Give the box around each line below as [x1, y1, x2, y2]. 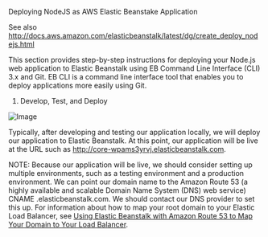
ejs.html [8, 39, 35, 49]
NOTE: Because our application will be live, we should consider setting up [8, 160, 254, 170]
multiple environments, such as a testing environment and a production [8, 169, 244, 178]
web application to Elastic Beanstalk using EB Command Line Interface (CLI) [8, 63, 261, 73]
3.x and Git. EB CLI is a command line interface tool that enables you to [8, 72, 244, 81]
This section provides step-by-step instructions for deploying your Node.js [8, 55, 256, 64]
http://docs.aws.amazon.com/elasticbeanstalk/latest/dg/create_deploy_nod [8, 31, 258, 40]
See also [8, 22, 38, 31]
